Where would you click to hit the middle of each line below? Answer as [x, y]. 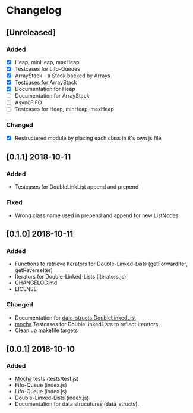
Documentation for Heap [45, 89]
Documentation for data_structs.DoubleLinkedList [75, 317]
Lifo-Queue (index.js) [41, 392]
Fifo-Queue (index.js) [41, 385]
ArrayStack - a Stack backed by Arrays [63, 76]
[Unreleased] [31, 32]
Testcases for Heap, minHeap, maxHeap [64, 109]
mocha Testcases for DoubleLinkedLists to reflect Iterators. [87, 324]
